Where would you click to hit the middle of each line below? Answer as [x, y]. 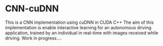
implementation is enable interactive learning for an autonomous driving [78, 27]
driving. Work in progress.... [33, 38]
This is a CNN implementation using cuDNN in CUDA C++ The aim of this [80, 22]
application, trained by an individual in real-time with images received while [82, 33]
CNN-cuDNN [32, 9]
